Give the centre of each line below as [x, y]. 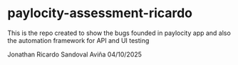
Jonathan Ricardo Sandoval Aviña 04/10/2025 [75, 54]
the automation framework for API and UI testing [78, 40]
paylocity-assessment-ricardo [100, 13]
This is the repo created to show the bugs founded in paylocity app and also [119, 33]
